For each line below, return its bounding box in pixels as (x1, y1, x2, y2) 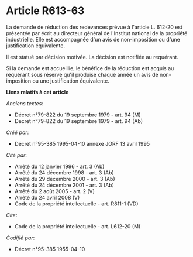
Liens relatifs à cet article (6, 88, 69, 95)
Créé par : (6, 129, 29, 136)
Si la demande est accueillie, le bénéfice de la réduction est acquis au (6, 64, 174, 71)
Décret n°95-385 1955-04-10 (14, 245, 85, 252)
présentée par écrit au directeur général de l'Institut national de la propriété (6, 29, 188, 36)
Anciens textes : (6, 100, 44, 107)
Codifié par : (6, 234, 35, 241)
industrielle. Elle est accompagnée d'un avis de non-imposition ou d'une (6, 36, 180, 43)
